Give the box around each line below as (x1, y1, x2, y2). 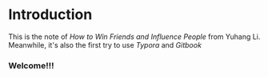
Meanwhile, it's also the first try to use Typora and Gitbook (8, 40, 202, 49)
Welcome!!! (8, 60, 54, 71)
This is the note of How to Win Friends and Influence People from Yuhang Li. (8, 32, 261, 41)
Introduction (8, 6, 93, 24)
